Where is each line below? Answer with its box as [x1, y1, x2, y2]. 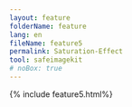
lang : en [9, 30, 42, 39]
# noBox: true [9, 64, 63, 73]
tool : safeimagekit [9, 55, 83, 64]
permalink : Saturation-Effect [9, 47, 124, 56]
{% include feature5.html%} [9, 88, 113, 100]
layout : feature [9, 13, 71, 23]
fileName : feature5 [9, 38, 83, 48]
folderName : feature [9, 22, 88, 31]
